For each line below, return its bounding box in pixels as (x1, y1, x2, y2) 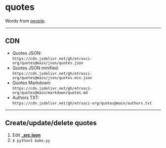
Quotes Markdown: (12, 80, 51, 86)
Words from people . (5, 18, 46, 24)
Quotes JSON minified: (12, 65, 59, 71)
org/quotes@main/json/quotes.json (12, 60, 83, 65)
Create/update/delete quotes (5, 119, 97, 127)
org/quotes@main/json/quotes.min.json (12, 75, 92, 80)
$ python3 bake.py (12, 138, 50, 143)
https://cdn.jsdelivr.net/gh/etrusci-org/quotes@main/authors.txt (12, 100, 152, 105)
